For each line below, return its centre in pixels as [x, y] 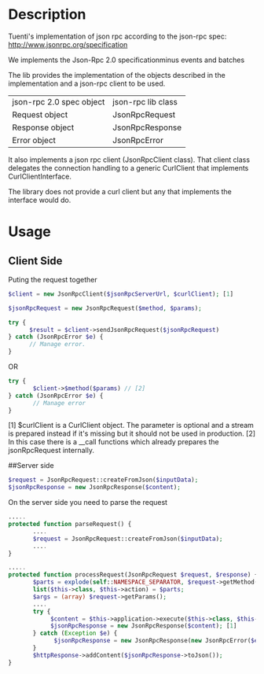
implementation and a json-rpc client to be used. [87, 83]
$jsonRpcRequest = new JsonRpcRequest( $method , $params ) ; [105, 308]
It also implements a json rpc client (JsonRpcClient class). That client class [129, 160]
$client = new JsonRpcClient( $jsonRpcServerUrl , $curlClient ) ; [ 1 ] [121, 294]
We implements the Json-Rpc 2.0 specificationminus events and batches [126, 60]
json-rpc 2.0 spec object [59, 101]
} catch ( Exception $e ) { [75, 633]
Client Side [35, 261]
